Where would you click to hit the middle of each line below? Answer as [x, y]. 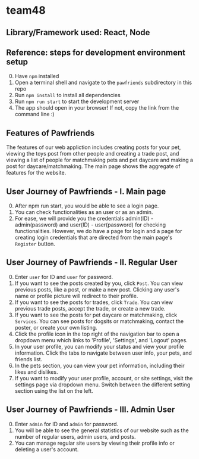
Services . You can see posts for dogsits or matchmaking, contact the [99, 321]
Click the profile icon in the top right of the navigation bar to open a [97, 334]
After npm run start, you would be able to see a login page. [87, 206]
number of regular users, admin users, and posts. [75, 436]
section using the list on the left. [54, 390]
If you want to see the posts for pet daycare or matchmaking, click [96, 315]
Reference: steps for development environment [96, 52]
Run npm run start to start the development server [77, 101]
